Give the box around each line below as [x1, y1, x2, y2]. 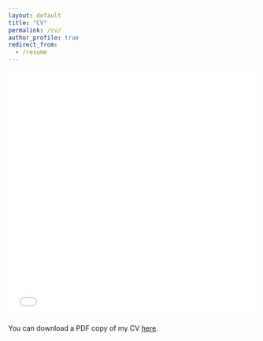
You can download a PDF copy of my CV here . [8, 324, 159, 332]
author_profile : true [8, 33, 80, 42]
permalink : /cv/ [8, 26, 61, 34]
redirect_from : [8, 41, 58, 49]
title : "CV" [8, 19, 47, 27]
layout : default [8, 11, 61, 20]
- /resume [15, 48, 47, 56]
